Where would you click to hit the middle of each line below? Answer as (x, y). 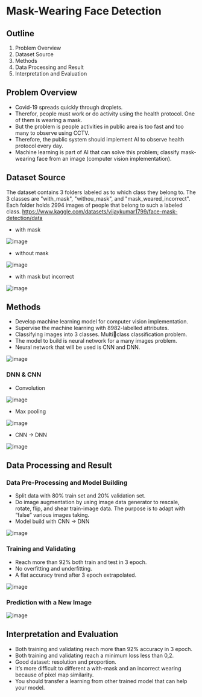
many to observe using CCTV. (52, 133)
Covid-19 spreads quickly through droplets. (69, 107)
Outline (20, 34)
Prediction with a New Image (49, 602)
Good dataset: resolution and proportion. (65, 662)
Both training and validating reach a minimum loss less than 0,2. (94, 655)
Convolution (30, 387)
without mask (32, 253)
